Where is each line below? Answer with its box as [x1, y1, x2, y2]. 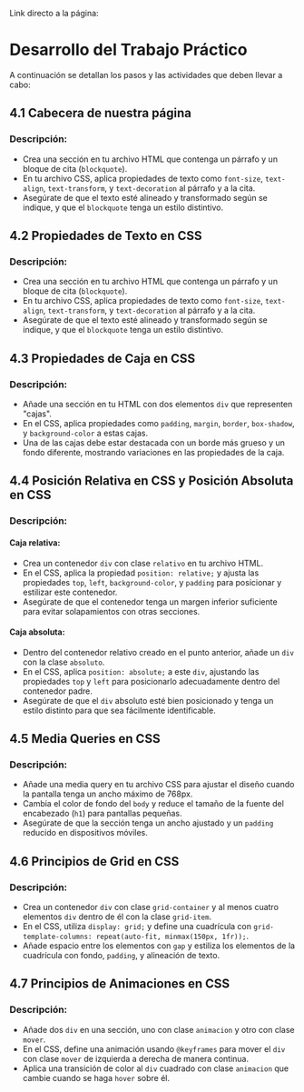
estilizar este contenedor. [22, 586, 118, 597]
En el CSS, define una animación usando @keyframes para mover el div [22, 1043, 286, 1054]
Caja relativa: [9, 536, 61, 548]
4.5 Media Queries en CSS [9, 731, 161, 746]
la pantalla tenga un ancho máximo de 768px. [22, 788, 193, 799]
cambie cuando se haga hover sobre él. [22, 1072, 171, 1083]
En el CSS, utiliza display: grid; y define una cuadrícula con [22, 921, 252, 932]
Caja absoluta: [9, 626, 65, 637]
